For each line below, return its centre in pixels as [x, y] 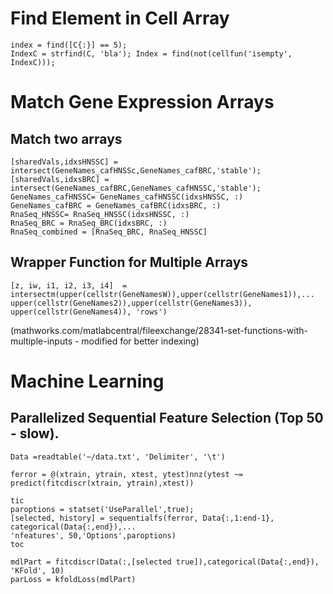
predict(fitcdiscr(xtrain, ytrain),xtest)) [102, 483]
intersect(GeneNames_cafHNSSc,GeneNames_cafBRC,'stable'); [136, 170]
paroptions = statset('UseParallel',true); [102, 509]
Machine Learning [87, 381]
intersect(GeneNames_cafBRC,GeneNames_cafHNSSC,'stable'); [136, 188]
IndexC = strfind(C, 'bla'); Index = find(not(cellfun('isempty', [151, 53]
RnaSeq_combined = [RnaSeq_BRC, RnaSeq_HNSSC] [109, 232]
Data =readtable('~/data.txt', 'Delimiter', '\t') [118, 457]
